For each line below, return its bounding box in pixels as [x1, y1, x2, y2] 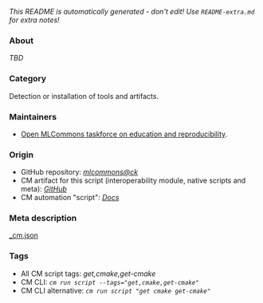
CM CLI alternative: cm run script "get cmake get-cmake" [20, 285, 211, 295]
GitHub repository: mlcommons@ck [20, 167, 139, 177]
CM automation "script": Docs [20, 193, 120, 203]
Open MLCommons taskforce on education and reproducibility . [20, 129, 228, 139]
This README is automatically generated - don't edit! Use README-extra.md [9, 7, 255, 16]
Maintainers [9, 111, 57, 122]
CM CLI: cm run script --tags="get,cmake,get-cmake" [20, 277, 200, 286]
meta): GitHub [20, 184, 67, 194]
